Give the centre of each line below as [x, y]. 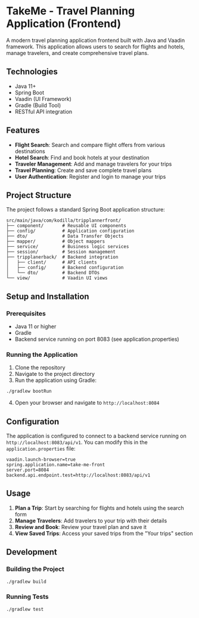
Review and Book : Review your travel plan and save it [81, 527]
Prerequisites [26, 313]
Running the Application [42, 354]
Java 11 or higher [35, 326]
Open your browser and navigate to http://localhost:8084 [87, 403]
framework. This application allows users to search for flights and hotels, [95, 47]
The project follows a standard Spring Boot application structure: [85, 210]
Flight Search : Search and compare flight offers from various [90, 145]
